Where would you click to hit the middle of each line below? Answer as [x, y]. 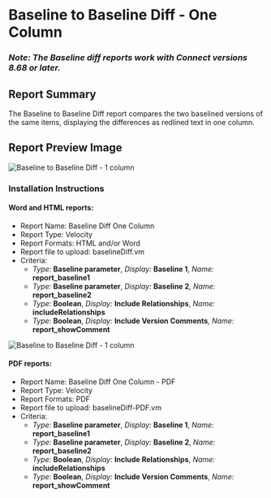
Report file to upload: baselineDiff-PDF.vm [91, 408]
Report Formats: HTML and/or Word [80, 243]
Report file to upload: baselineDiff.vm [82, 251]
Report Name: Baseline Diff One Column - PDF [98, 382]
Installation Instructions [56, 188]
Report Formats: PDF [55, 399]
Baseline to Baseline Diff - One [113, 15]
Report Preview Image [65, 148]
